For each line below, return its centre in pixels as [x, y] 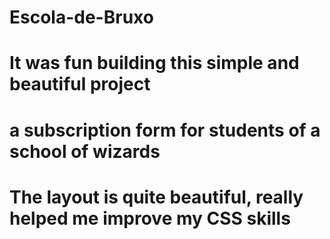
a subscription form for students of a [165, 130]
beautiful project [80, 84]
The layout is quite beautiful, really [156, 197]
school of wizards [85, 151]
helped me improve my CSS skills [150, 218]
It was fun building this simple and [154, 63]
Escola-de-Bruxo [81, 17]
